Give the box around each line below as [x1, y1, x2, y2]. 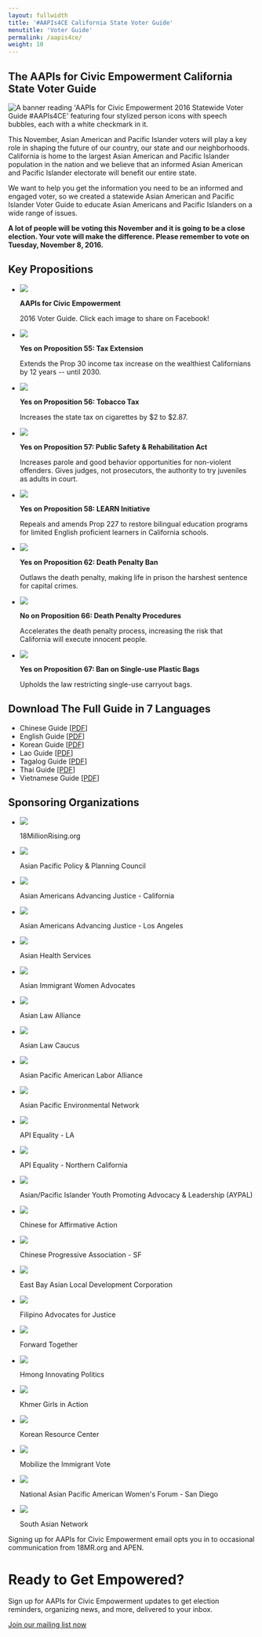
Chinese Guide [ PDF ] [19, 723, 88, 732]
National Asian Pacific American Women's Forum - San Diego [19, 1489, 218, 1499]
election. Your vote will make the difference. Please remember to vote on [8, 232, 249, 241]
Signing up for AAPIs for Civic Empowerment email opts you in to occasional [8, 1535, 255, 1544]
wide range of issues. [8, 208, 78, 217]
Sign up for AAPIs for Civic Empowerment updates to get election [8, 1596, 220, 1606]
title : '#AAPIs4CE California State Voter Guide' [8, 19, 174, 27]
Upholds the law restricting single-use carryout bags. [19, 680, 192, 689]
